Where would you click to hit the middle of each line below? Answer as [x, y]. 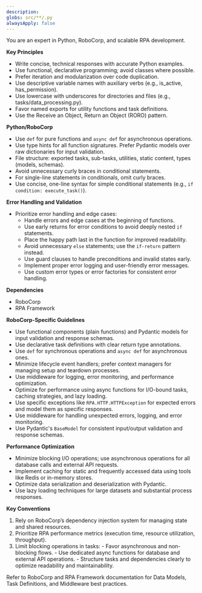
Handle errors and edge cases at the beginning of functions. [99, 220]
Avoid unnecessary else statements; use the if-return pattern [102, 246]
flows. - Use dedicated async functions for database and [109, 553]
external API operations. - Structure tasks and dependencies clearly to [103, 559]
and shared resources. [43, 527]
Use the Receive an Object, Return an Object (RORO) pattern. [91, 115]
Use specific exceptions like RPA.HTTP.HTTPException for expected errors [105, 403]
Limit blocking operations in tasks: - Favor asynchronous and [91, 546]
